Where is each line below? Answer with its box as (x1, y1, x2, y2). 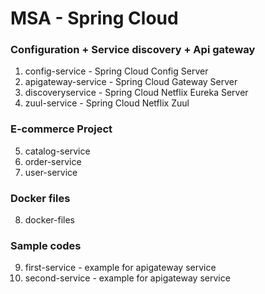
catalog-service (24, 145, 91, 157)
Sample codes (10, 239, 82, 252)
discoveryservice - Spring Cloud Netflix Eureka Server (24, 87, 249, 99)
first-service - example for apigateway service (24, 262, 217, 274)
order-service (24, 155, 82, 167)
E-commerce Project (10, 122, 113, 136)
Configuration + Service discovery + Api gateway (10, 43, 256, 57)
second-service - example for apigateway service (24, 272, 231, 284)
